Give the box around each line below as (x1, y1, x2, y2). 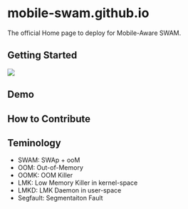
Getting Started (7, 49, 78, 61)
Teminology (7, 137, 62, 149)
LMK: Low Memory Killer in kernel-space (17, 178, 138, 187)
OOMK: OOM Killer (17, 171, 73, 180)
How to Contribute (7, 113, 91, 125)
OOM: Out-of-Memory (17, 163, 83, 172)
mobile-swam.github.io (7, 5, 150, 21)
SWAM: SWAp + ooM (17, 156, 80, 165)
